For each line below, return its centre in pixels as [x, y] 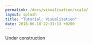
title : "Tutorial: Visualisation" [41, 19]
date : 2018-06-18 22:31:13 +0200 [40, 24]
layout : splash [21, 14]
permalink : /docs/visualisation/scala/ [47, 10]
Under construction [25, 38]
